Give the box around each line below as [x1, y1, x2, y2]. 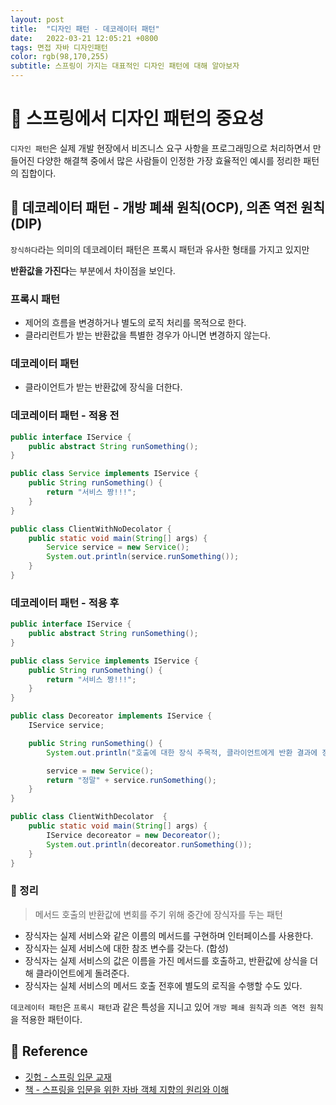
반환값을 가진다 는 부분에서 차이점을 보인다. [10, 264, 176, 276]
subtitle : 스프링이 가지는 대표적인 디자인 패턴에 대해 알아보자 [10, 61, 240, 71]
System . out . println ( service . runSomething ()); [46, 552, 240, 562]
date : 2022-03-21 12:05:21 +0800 [10, 33, 159, 43]
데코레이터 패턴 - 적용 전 [10, 409, 120, 423]
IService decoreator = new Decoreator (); [46, 830, 222, 840]
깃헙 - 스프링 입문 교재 [24, 1071, 112, 1083]
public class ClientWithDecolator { [10, 812, 168, 822]
